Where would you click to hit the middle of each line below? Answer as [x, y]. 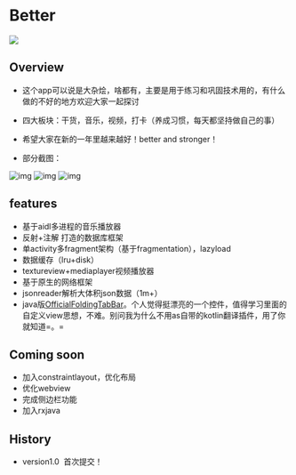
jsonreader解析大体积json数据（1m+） [92, 293]
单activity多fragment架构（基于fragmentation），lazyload [126, 248]
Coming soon [47, 354]
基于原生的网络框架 [57, 282]
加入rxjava [41, 411]
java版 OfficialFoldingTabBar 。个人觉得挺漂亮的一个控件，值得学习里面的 [154, 304]
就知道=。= [43, 326]
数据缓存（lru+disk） [60, 260]
